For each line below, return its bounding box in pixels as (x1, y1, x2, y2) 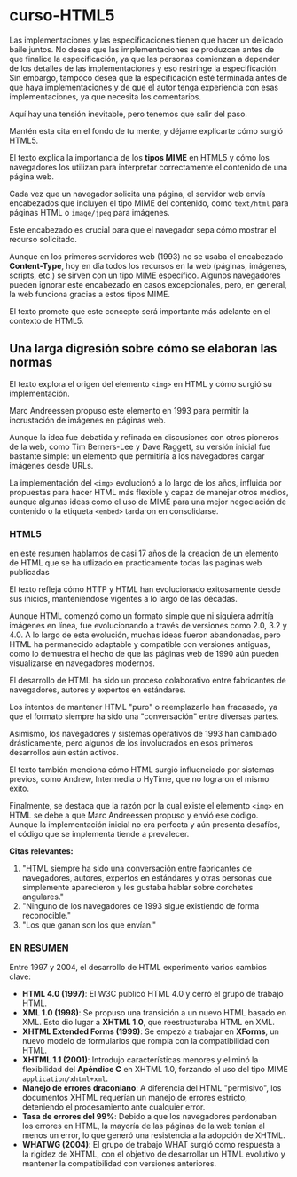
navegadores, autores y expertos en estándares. (9, 684, 186, 695)
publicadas (9, 567, 51, 578)
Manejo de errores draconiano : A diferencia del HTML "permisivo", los (21, 1083, 282, 1094)
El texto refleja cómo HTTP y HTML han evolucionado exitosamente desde (9, 584, 281, 595)
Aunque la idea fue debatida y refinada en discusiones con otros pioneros (9, 431, 279, 442)
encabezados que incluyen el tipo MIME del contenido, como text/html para (9, 197, 289, 209)
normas (9, 355, 53, 370)
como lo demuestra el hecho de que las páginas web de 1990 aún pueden (9, 649, 279, 660)
